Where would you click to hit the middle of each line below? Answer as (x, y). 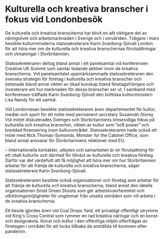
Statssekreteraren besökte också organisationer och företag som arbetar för (82, 180)
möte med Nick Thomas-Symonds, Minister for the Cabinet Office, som (77, 135)
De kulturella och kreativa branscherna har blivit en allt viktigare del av (76, 33)
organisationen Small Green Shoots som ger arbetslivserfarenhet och (75, 191)
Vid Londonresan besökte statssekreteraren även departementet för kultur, (81, 109)
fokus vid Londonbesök (54, 19)
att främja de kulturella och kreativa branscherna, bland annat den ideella (79, 185)
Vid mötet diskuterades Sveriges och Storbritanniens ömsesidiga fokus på (80, 119)
